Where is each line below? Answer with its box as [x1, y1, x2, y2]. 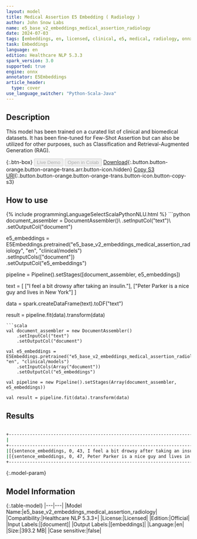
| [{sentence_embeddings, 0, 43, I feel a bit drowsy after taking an [6, 448, 180, 454]
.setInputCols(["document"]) [6, 253, 75, 260]
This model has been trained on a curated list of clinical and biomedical [6, 128, 179, 135]
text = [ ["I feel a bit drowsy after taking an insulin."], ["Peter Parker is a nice [6, 283, 189, 290]
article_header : [6, 80, 46, 86]
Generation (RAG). [6, 146, 50, 153]
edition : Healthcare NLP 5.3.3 [6, 52, 83, 58]
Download [103, 158, 128, 165]
